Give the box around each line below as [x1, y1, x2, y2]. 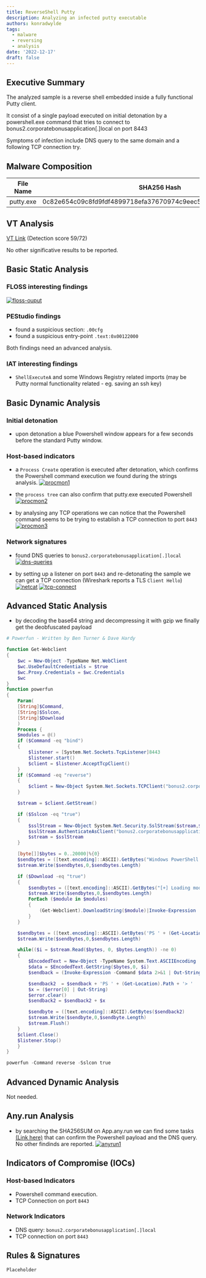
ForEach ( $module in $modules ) [28, 896, 109, 903]
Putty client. [6, 100, 37, 107]
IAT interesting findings [6, 360, 78, 368]
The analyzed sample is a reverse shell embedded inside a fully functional [6, 93, 193, 101]
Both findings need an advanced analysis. [6, 344, 112, 352]
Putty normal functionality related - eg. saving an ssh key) [15, 380, 162, 387]
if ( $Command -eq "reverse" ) [17, 772, 92, 778]
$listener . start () [28, 755, 75, 761]
